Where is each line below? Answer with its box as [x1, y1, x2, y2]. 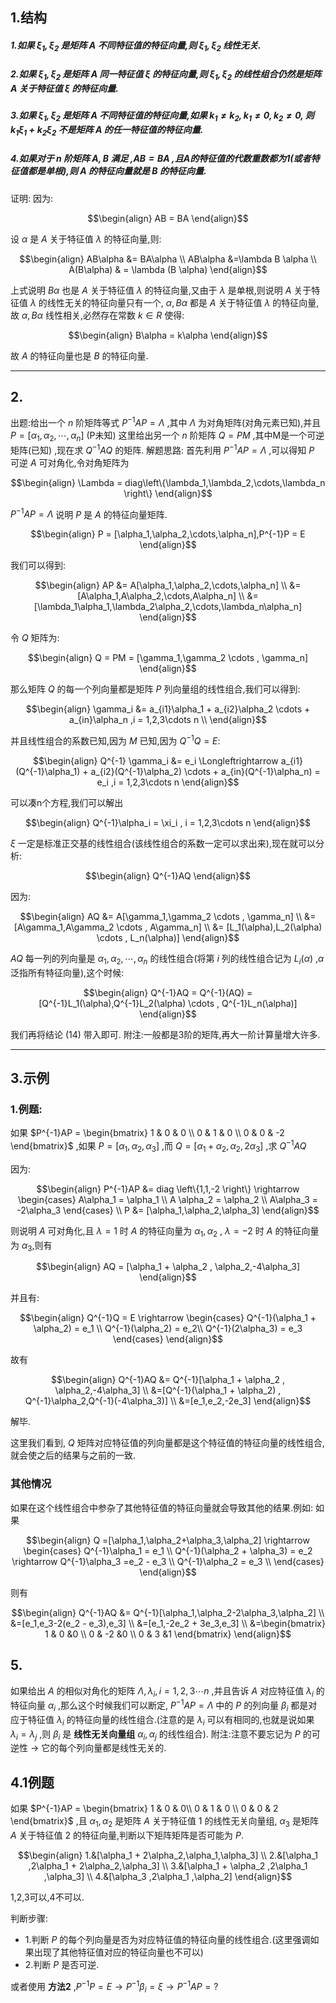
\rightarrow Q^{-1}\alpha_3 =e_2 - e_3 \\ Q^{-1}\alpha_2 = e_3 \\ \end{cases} [11, 1555, 325, 1567]
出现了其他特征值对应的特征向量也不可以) [33, 1946, 204, 1958]
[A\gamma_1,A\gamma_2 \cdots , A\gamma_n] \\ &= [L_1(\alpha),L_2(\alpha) [13, 921, 323, 933]
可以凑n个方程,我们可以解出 [10, 796, 124, 808]
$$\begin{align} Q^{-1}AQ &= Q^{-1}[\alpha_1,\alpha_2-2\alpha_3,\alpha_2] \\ [11, 1606, 325, 1618]
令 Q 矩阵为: [10, 632, 60, 644]
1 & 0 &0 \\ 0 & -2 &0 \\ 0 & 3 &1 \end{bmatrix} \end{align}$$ [44, 1628, 292, 1640]
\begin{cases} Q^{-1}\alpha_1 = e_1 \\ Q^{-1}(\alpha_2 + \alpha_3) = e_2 [23, 1544, 313, 1557]
